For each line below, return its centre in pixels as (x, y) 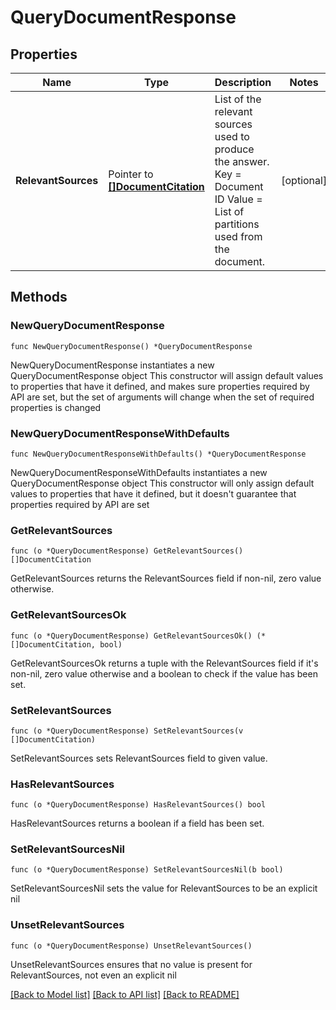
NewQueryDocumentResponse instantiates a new (112, 365)
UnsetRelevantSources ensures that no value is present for (131, 964)
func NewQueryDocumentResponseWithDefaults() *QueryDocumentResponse (158, 454)
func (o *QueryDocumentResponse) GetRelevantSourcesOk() (131, 636)
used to (232, 136)
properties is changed (56, 407)
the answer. (242, 161)
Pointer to (131, 174)
